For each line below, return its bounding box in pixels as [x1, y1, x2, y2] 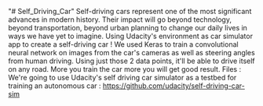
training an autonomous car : [8, 81, 101, 90]
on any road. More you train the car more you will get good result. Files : [8, 65, 242, 73]
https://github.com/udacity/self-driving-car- [102, 81, 245, 90]
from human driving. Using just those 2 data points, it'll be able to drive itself [8, 56, 255, 65]
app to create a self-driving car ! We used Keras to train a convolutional [8, 40, 239, 49]
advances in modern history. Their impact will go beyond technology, [8, 15, 232, 24]
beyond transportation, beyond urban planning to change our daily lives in [8, 23, 247, 32]
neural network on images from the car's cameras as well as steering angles [8, 48, 255, 57]
